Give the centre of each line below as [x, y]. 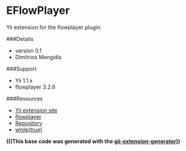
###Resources [25, 98]
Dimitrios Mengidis [38, 57]
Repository [28, 123]
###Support [21, 69]
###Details [20, 39]
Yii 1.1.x [24, 80]
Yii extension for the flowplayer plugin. [54, 27]
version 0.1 [28, 50]
